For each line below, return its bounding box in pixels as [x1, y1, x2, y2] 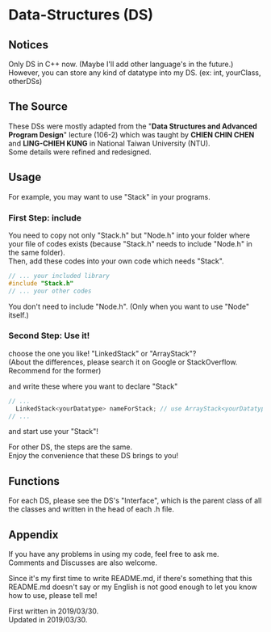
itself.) [8, 310, 30, 320]
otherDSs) [8, 77, 43, 86]
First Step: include [8, 212, 82, 223]
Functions [8, 474, 60, 488]
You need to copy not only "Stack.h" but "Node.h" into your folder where [8, 230, 250, 240]
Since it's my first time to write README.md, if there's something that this [8, 574, 252, 584]
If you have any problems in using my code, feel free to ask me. [8, 550, 219, 559]
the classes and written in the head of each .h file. [8, 504, 175, 514]
